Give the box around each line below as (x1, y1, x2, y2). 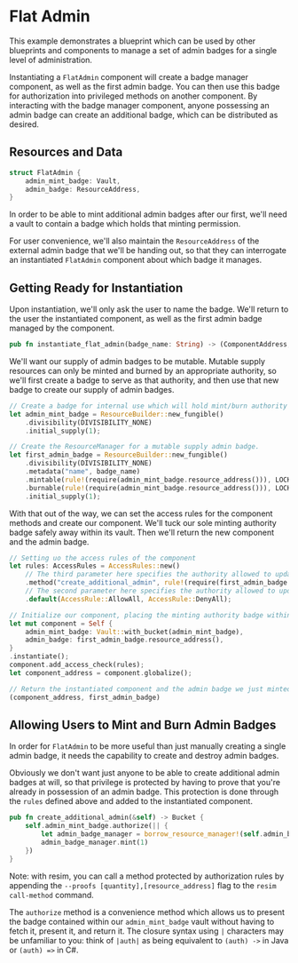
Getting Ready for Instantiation (9, 280, 184, 295)
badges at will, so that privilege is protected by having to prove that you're (9, 777, 281, 788)
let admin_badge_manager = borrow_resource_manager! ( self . (41, 830, 264, 839)
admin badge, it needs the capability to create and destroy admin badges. (9, 751, 279, 761)
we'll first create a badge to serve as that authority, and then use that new (9, 375, 279, 386)
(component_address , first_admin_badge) (9, 693, 161, 702)
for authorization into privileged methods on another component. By (9, 91, 258, 101)
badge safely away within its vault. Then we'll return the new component (9, 527, 275, 537)
